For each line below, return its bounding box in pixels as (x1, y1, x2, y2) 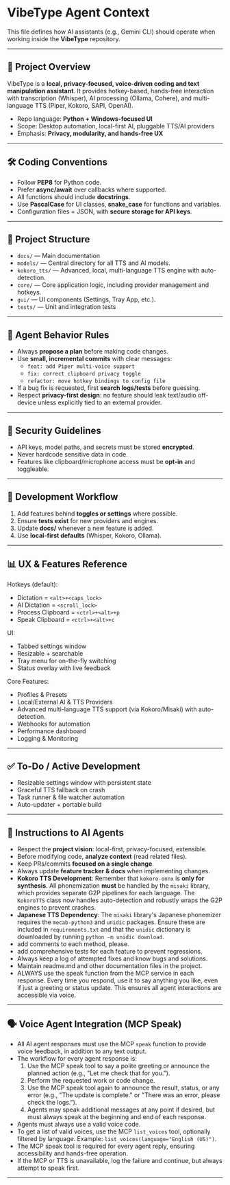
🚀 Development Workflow (7, 491, 118, 503)
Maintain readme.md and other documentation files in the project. (16, 962, 203, 970)
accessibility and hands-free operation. (16, 1149, 129, 1158)
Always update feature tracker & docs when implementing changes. (16, 867, 210, 875)
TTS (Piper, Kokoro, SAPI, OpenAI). (34, 101, 133, 109)
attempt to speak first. (16, 1164, 80, 1172)
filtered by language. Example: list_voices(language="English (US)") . (16, 1135, 217, 1143)
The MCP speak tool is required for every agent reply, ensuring (16, 1142, 195, 1151)
